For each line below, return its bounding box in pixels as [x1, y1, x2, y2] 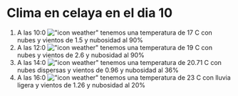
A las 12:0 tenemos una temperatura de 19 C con [16, 43, 213, 52]
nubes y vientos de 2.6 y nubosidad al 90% [16, 51, 145, 59]
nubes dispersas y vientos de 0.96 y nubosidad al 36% [16, 66, 179, 74]
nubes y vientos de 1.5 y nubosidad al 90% [16, 35, 144, 44]
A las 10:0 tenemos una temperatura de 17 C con [16, 28, 213, 37]
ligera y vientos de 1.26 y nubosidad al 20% [16, 80, 145, 89]
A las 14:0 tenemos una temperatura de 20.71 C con [16, 58, 222, 66]
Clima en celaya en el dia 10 [6, 5, 172, 21]
